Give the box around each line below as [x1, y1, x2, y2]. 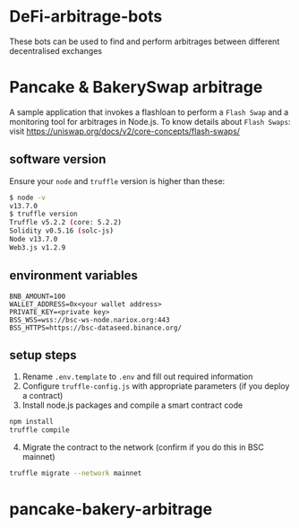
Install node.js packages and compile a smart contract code [21, 400, 243, 410]
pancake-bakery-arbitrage [9, 499, 213, 520]
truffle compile [9, 426, 70, 435]
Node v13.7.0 [9, 235, 58, 244]
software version [9, 152, 107, 167]
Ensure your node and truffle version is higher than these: [9, 175, 226, 186]
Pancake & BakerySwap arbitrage [9, 77, 263, 98]
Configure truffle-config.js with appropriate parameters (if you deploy [21, 381, 290, 392]
